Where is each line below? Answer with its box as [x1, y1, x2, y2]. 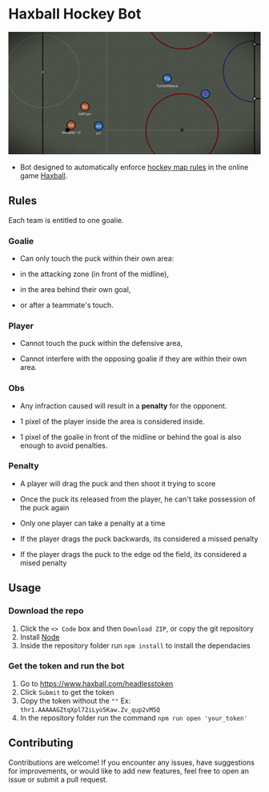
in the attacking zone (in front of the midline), [19, 269, 170, 278]
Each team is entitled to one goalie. [8, 215, 124, 225]
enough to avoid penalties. [19, 441, 108, 450]
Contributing [8, 736, 74, 750]
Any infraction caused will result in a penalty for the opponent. [19, 400, 227, 410]
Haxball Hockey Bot [8, 5, 142, 23]
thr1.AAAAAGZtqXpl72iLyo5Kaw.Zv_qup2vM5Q [19, 705, 160, 714]
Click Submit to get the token [19, 687, 114, 697]
